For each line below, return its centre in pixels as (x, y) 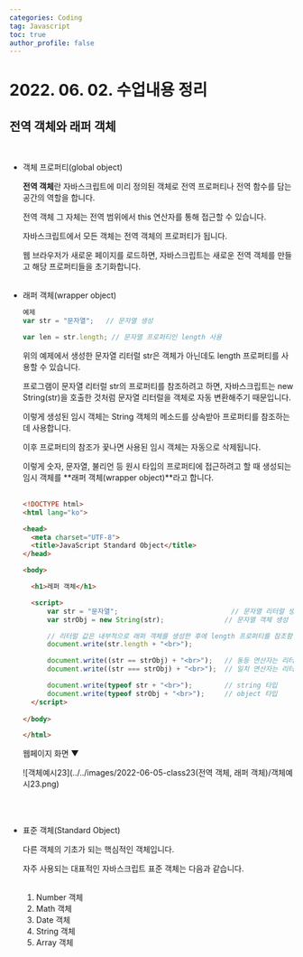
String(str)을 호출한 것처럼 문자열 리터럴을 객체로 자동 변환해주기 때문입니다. (156, 397)
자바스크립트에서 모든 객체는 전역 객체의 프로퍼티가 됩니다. (125, 237)
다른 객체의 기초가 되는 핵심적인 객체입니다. (98, 850)
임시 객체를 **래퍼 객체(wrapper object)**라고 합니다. (118, 477)
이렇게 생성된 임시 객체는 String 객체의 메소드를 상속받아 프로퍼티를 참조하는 (156, 416)
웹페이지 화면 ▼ (50, 754)
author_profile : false (52, 43)
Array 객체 (55, 943)
